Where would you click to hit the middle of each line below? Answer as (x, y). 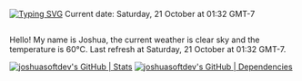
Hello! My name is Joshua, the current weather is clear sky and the (135, 40)
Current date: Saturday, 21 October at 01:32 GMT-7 (160, 14)
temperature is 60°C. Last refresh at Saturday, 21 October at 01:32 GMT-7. (148, 49)
